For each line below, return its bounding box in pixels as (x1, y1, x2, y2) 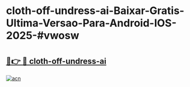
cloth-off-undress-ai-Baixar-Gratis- (6, 4, 185, 18)
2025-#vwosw (6, 29, 80, 42)
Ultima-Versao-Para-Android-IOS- (6, 16, 177, 30)
